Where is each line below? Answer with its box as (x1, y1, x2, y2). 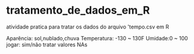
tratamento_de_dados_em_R (6, 4, 150, 17)
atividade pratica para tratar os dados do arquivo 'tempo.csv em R (6, 23, 169, 30)
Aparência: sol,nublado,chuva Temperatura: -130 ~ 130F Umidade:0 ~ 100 (6, 34, 188, 42)
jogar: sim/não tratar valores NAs (6, 41, 88, 48)
